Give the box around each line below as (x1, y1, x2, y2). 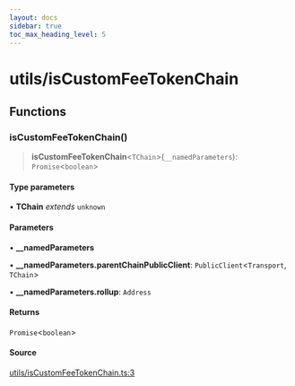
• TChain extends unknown (9, 201, 106, 212)
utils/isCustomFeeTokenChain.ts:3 (9, 367, 135, 378)
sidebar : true (9, 22, 63, 31)
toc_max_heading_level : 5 (9, 30, 106, 39)
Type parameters (9, 181, 75, 192)
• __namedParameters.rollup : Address (9, 286, 152, 297)
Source (9, 347, 38, 358)
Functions (9, 104, 67, 119)
